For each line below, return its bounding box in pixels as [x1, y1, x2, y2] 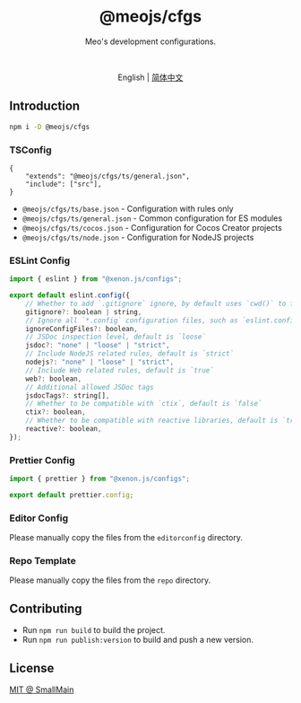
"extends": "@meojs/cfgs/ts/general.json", [25, 171, 191, 180]
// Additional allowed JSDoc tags [25, 382, 154, 391]
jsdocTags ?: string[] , [25, 391, 110, 400]
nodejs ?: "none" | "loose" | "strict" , [25, 357, 175, 367]
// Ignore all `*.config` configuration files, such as [25, 316, 239, 325]
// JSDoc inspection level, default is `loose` [25, 332, 206, 342]
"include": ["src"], [25, 180, 102, 189]
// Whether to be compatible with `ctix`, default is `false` [25, 400, 262, 409]
